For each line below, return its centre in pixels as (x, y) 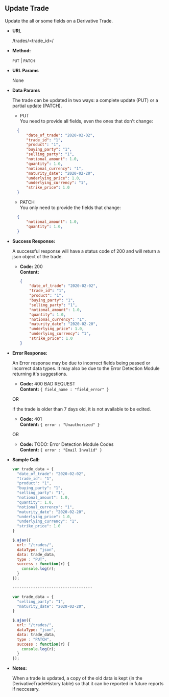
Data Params (26, 90)
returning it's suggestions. (40, 374)
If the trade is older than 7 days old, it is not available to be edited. (81, 409)
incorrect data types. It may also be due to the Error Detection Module (86, 368)
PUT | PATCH (23, 60)
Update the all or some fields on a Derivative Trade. (59, 20)
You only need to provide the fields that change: (70, 208)
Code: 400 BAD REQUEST (47, 383)
